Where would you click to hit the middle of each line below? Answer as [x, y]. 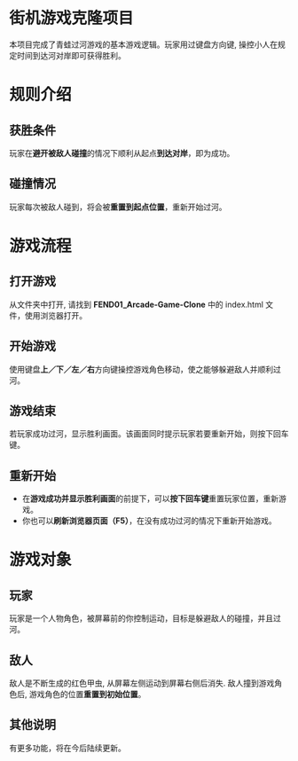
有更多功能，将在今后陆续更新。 [67, 748]
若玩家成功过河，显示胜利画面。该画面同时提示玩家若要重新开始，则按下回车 [149, 434]
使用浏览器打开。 [55, 315]
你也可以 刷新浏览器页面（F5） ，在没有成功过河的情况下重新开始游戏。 [149, 521]
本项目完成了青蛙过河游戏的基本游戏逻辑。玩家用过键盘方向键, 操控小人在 [143, 44]
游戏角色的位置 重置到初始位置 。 [87, 694]
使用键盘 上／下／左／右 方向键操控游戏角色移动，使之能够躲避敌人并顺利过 [145, 369]
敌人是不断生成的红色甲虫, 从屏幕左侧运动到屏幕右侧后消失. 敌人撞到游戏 [142, 683]
